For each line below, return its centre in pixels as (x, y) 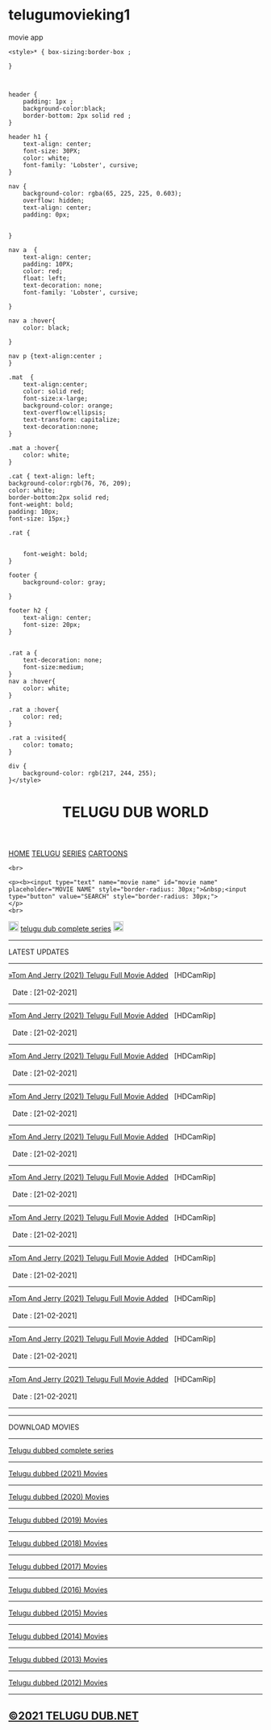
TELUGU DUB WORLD (135, 812)
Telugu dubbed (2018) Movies (58, 1543)
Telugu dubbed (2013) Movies (58, 1660)
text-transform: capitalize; (72, 419)
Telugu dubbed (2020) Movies (59, 1497)
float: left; (45, 278)
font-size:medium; (54, 667)
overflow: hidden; (54, 200)
